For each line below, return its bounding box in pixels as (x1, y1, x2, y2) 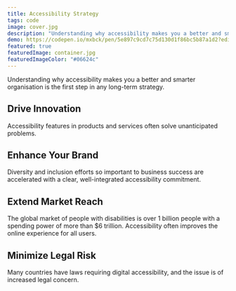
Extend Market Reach (7, 196, 103, 208)
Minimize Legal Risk (7, 250, 96, 262)
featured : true (7, 43, 52, 50)
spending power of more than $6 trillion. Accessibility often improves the (7, 222, 218, 230)
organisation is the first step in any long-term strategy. (7, 82, 165, 91)
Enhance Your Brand (7, 149, 99, 161)
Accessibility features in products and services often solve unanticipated (7, 121, 218, 130)
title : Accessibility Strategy (7, 10, 99, 18)
